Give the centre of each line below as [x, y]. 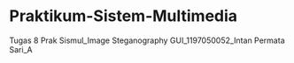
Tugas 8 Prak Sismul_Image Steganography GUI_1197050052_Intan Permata [147, 40]
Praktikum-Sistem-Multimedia [123, 16]
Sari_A [21, 49]
